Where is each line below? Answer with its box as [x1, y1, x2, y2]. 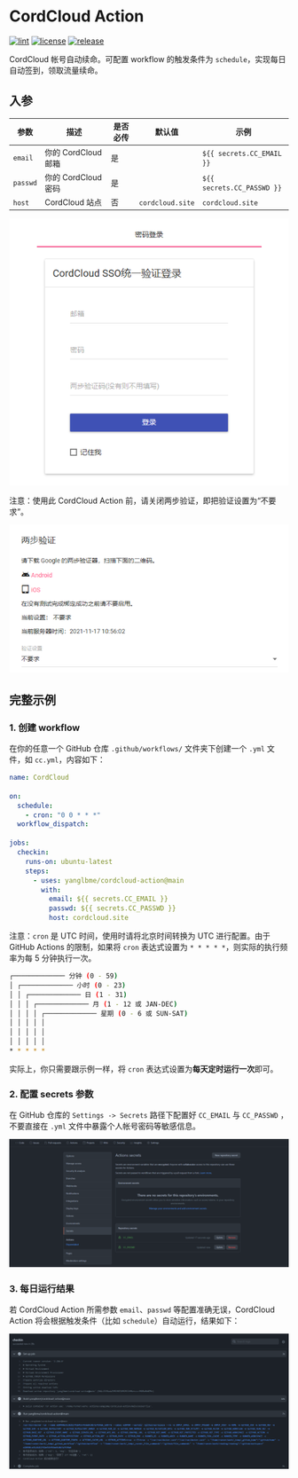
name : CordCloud [9, 774, 69, 782]
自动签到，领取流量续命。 [9, 65, 103, 75]
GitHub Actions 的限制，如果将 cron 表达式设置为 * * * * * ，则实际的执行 [9, 942, 281, 953]
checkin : [17, 848, 50, 857]
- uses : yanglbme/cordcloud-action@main [32, 876, 184, 884]
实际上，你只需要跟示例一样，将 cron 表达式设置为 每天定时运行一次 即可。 [9, 1063, 278, 1074]
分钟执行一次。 [41, 953, 97, 963]
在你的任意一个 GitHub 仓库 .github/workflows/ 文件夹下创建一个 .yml [9, 743, 265, 754]
